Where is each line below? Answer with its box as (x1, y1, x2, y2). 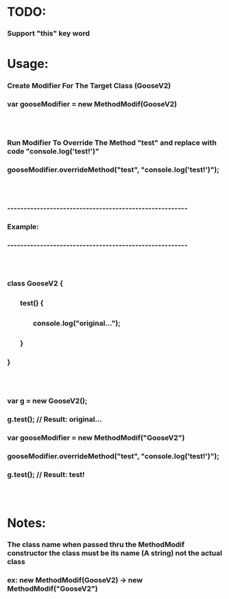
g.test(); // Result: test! (7, 469, 85, 479)
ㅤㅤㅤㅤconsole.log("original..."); (7, 318, 121, 328)
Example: (7, 222, 39, 231)
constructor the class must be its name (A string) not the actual (7, 548, 223, 558)
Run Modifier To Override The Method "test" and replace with (7, 138, 217, 148)
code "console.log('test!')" (7, 146, 99, 156)
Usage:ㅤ (7, 56, 60, 72)
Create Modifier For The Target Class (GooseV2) (7, 81, 171, 91)
